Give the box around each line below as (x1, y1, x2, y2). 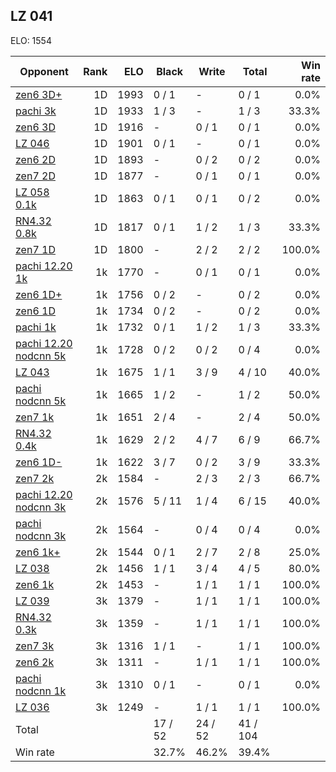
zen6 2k (15, 655, 55, 669)
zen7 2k (15, 471, 55, 485)
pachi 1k (15, 320, 57, 334)
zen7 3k (15, 639, 55, 653)
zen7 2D (15, 169, 56, 183)
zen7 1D (15, 242, 56, 256)
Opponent (19, 64, 69, 78)
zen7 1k (15, 410, 55, 424)
